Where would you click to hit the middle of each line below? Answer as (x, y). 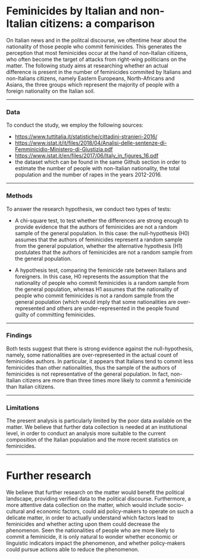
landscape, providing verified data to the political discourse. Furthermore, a (99, 499)
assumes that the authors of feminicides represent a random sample (99, 239)
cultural (15, 511)
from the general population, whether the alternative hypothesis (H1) (99, 245)
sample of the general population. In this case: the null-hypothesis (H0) (102, 233)
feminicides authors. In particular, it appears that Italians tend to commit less (100, 361)
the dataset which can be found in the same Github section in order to (100, 162)
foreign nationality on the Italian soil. (51, 91)
